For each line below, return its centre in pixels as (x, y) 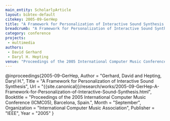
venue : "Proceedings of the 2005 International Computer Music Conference (86, 62)
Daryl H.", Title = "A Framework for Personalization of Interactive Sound (79, 81)
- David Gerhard (25, 52)
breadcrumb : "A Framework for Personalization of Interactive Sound (79, 29)
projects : (16, 38)
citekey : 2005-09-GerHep (31, 19)
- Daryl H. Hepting (28, 57)
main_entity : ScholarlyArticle (38, 10)
